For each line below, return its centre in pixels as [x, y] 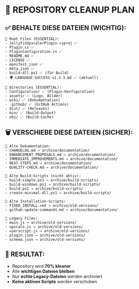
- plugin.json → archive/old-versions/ [45, 235]
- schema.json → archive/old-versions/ [45, 240]
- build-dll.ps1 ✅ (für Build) [37, 73]
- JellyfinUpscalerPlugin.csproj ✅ [41, 43]
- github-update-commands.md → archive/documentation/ [62, 210]
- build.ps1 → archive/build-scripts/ [44, 189]
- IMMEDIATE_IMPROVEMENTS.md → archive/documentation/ [62, 159]
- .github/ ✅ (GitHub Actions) [37, 104]
